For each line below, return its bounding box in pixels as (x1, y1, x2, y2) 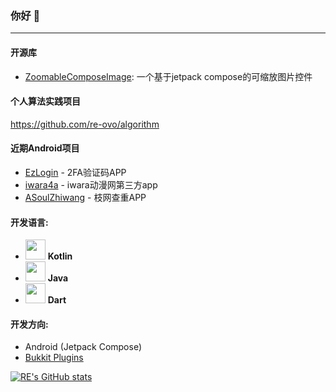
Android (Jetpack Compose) (24, 341, 143, 353)
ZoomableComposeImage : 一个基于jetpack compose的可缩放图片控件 (24, 70, 313, 82)
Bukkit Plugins (24, 352, 84, 364)
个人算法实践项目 (10, 95, 81, 107)
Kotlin (47, 250, 73, 262)
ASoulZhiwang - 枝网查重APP (24, 191, 147, 203)
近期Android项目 (10, 142, 80, 154)
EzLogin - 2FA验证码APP (24, 166, 127, 178)
